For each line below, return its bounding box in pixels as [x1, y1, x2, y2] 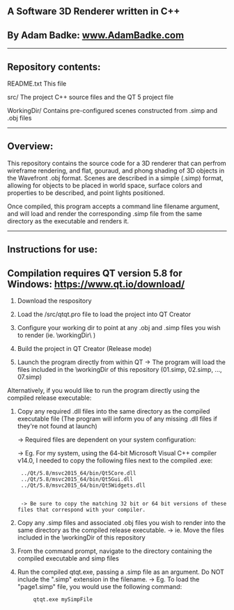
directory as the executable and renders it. [7, 217, 130, 225]
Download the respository [17, 297, 92, 305]
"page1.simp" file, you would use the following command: [17, 583, 182, 591]
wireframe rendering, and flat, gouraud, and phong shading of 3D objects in [7, 166, 225, 175]
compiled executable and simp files [17, 554, 120, 563]
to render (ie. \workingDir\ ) [17, 331, 96, 340]
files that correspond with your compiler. [17, 506, 146, 514]
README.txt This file [7, 79, 67, 88]
